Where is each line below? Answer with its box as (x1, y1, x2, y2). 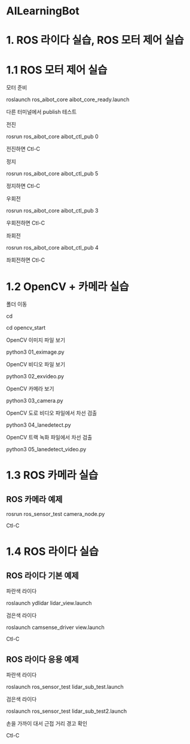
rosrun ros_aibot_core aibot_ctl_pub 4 (6, 244, 99, 251)
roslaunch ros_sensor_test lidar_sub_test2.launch (6, 707, 127, 715)
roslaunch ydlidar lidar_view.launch (6, 600, 92, 607)
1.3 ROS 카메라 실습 (6, 469, 99, 482)
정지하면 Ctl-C (6, 183, 41, 190)
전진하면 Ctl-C (6, 145, 41, 153)
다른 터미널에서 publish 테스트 (6, 108, 77, 116)
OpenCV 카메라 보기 (6, 385, 54, 393)
